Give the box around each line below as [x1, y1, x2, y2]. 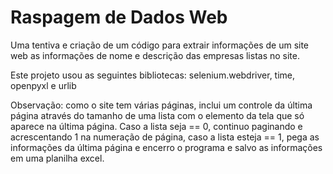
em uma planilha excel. [10, 152, 105, 164]
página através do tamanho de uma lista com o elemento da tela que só [10, 109, 305, 121]
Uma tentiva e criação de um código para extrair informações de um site [10, 39, 310, 51]
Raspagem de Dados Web [10, 6, 228, 29]
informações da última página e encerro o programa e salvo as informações [10, 141, 323, 153]
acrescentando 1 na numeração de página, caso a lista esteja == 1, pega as [10, 131, 320, 143]
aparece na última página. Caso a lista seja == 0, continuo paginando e [10, 120, 303, 132]
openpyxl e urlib [10, 79, 77, 91]
